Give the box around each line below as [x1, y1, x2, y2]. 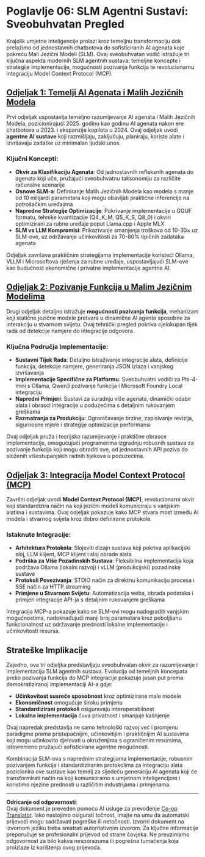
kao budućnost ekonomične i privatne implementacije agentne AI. [6, 264, 171, 272]
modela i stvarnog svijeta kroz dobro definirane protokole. [6, 515, 153, 522]
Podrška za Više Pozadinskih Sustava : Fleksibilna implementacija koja [15, 557, 194, 565]
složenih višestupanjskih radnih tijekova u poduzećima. [6, 453, 145, 460]
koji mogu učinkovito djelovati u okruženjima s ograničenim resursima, [6, 737, 183, 744]
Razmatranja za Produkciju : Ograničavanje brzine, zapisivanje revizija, [15, 415, 194, 422]
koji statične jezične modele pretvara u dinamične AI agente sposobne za [6, 314, 190, 321]
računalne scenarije [15, 181, 65, 188]
